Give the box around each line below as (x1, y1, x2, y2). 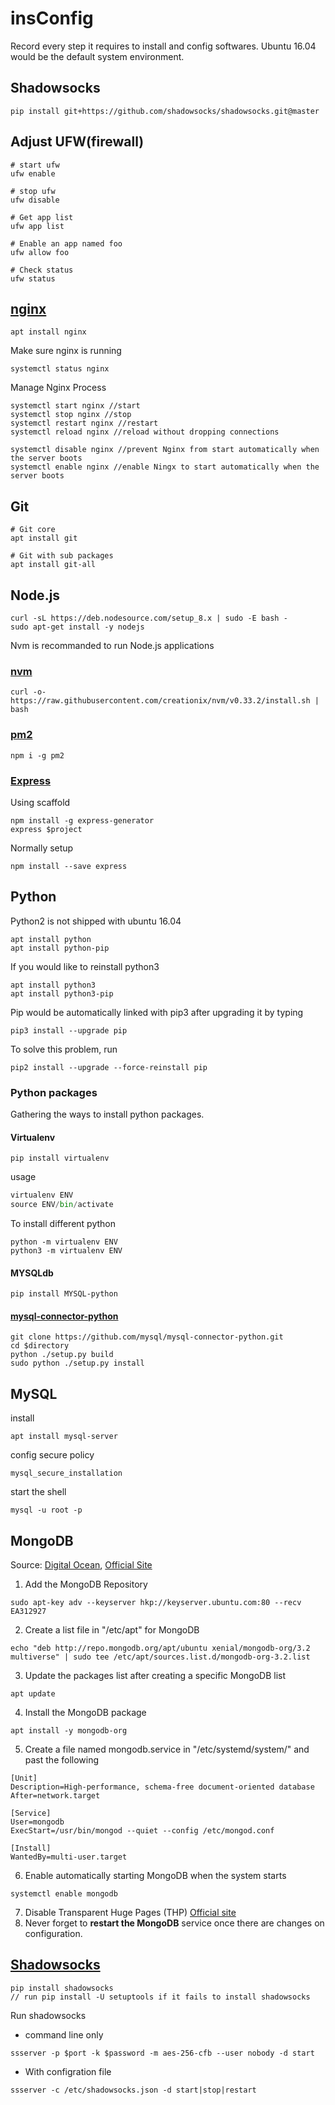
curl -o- (10, 687, 47, 697)
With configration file (24, 2065, 112, 2077)
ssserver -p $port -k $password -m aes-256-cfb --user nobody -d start (10, 2048, 315, 2058)
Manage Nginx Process (10, 382, 107, 394)
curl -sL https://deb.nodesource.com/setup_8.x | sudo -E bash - (10, 613, 288, 623)
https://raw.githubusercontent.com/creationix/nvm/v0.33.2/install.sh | (10, 696, 320, 706)
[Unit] (10, 1773, 38, 1783)
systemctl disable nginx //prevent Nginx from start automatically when (10, 445, 320, 455)
